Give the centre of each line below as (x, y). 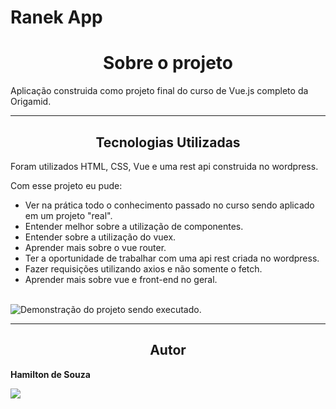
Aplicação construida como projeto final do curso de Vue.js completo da (159, 91)
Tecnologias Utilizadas (168, 142)
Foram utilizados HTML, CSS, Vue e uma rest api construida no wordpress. (164, 166)
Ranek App (56, 17)
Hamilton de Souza (50, 374)
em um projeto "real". (68, 215)
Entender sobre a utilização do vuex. (100, 237)
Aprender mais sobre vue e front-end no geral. (121, 279)
